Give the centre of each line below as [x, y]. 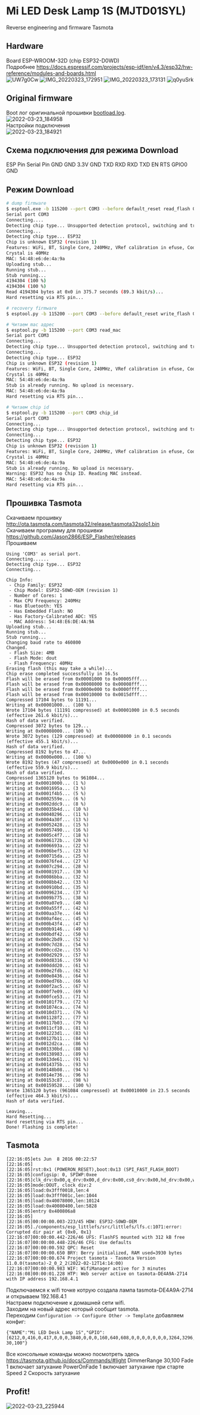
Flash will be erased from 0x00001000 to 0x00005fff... [77, 679]
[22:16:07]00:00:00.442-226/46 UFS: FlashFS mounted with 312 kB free [96, 1237]
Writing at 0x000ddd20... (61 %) [48, 965]
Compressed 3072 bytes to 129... [48, 726]
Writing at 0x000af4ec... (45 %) [48, 918]
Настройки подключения [38, 125]
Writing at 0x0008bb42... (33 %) [48, 882]
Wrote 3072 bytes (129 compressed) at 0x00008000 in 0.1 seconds [89, 736]
